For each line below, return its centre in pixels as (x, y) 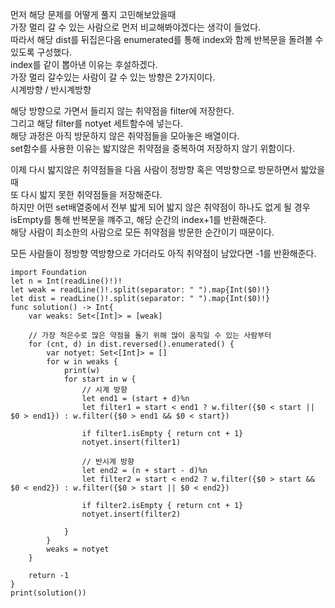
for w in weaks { (82, 362)
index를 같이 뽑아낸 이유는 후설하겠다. (84, 64)
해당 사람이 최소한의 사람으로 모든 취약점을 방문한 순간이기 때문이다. (142, 232)
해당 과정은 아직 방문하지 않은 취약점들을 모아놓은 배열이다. (125, 136)
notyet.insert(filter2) (131, 514)
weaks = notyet (78, 549)
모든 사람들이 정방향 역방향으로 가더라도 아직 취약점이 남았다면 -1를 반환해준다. (163, 253)
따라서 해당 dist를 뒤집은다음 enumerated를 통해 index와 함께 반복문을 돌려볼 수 (167, 39)
